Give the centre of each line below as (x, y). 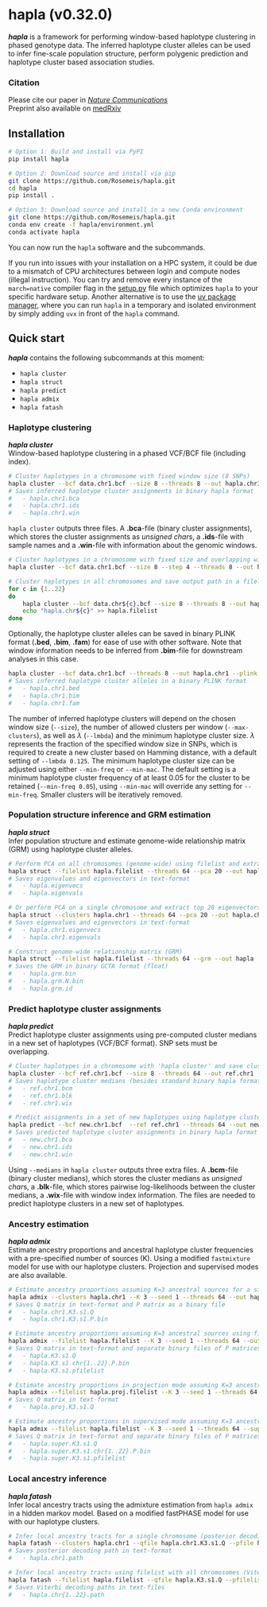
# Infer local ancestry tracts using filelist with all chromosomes (124, 1573)
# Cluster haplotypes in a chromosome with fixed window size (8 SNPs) (129, 476)
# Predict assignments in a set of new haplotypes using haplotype (122, 1118)
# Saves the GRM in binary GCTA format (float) (89, 967)
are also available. (38, 1275)
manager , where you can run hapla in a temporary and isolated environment (132, 305)
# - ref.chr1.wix (41, 1103)
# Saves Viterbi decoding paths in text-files (87, 1587)
